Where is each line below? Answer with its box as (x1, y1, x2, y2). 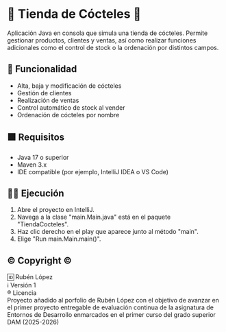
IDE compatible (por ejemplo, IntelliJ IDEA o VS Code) (16, 167, 169, 176)
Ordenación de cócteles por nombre (16, 110, 120, 119)
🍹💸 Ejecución (7, 187, 64, 199)
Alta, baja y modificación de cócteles (16, 82, 122, 90)
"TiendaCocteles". (16, 220, 69, 228)
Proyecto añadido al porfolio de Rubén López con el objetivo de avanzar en (7, 296, 219, 305)
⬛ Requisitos (7, 132, 65, 143)
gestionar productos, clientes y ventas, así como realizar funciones (7, 36, 197, 44)
